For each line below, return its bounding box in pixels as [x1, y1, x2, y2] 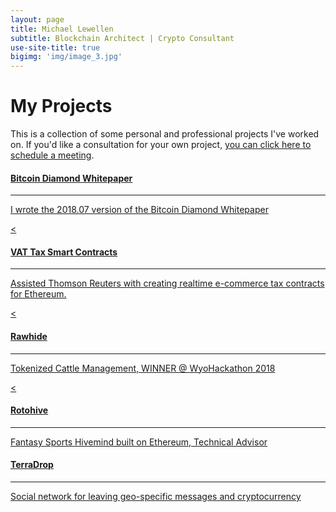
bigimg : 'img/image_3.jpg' [10, 52, 123, 62]
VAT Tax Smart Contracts [10, 246, 118, 258]
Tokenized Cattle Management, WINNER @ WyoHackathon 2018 [10, 362, 276, 374]
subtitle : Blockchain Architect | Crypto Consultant [10, 33, 235, 43]
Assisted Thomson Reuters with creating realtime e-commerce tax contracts [10, 277, 325, 290]
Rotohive [10, 404, 49, 416]
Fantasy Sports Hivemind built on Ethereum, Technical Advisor [10, 436, 268, 448]
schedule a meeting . [10, 149, 95, 161]
